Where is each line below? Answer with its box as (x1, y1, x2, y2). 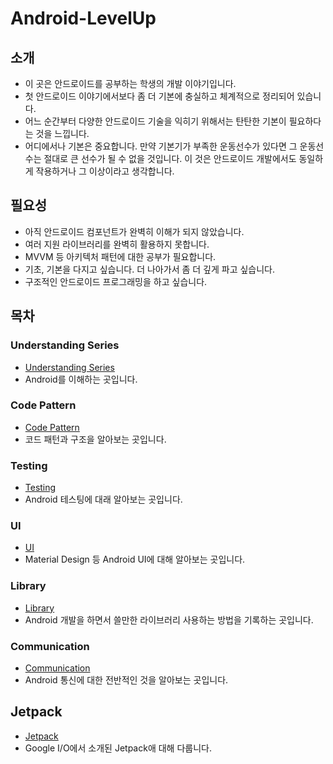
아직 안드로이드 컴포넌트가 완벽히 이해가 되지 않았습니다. (24, 225, 245, 237)
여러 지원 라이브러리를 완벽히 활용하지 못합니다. (24, 238, 210, 250)
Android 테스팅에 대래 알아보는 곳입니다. (24, 493, 183, 506)
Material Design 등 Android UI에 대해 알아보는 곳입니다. (24, 553, 246, 566)
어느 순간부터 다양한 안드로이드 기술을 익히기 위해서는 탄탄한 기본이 (24, 115, 287, 127)
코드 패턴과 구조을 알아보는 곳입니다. (24, 433, 167, 445)
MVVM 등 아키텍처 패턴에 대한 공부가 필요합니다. (24, 250, 217, 262)
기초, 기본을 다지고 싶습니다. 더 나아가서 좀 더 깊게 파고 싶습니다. (24, 263, 276, 275)
